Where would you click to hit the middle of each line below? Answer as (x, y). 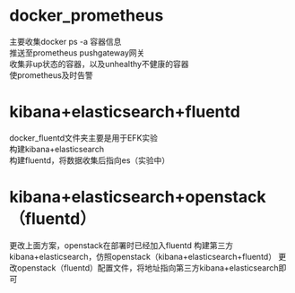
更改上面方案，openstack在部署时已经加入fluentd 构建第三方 (121, 245)
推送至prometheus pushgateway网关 (77, 52)
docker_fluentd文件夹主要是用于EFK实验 (84, 138)
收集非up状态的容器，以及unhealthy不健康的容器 (99, 64)
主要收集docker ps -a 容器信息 (65, 41)
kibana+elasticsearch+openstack (138, 197)
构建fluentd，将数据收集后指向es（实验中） (90, 160)
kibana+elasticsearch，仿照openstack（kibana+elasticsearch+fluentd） (143, 256)
